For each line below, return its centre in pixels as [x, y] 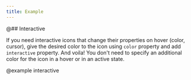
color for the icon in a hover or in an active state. [65, 59]
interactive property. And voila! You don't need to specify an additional [94, 52]
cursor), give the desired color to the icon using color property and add [93, 46]
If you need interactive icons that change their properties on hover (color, [95, 40]
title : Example [25, 12]
